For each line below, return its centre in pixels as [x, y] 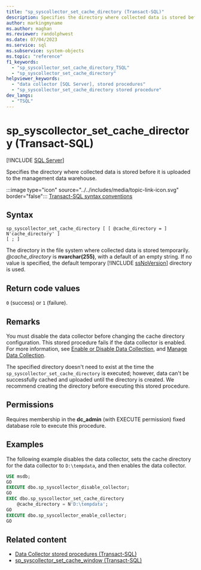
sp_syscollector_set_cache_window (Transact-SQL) [78, 560]
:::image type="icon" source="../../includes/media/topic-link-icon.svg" [93, 190]
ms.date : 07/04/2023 [32, 40]
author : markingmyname [34, 23]
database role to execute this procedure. [56, 425]
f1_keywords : [22, 62]
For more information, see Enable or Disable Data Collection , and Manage [97, 349]
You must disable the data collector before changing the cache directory [95, 336]
